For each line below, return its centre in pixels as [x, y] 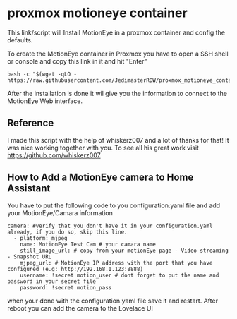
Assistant [29, 188]
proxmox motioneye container [98, 13]
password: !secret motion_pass [66, 287]
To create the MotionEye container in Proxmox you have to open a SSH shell [118, 54]
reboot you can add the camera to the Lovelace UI [80, 308]
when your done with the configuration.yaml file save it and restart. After [113, 301]
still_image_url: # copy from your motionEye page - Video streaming [124, 251]
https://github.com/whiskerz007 [54, 155]
